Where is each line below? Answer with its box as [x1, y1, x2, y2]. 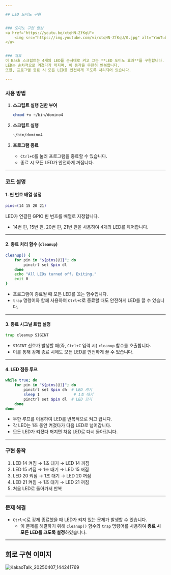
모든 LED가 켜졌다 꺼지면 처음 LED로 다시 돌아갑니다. [12, 429, 118, 435]
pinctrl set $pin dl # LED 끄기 [23, 397, 93, 402]
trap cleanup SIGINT [5, 332, 49, 338]
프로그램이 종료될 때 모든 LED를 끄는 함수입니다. [12, 291, 108, 297]
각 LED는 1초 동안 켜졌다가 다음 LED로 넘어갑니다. [12, 422, 111, 429]
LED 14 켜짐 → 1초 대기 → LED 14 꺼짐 [12, 460, 90, 466]
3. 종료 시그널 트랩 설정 [5, 321, 51, 327]
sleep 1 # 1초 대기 [23, 392, 94, 397]
